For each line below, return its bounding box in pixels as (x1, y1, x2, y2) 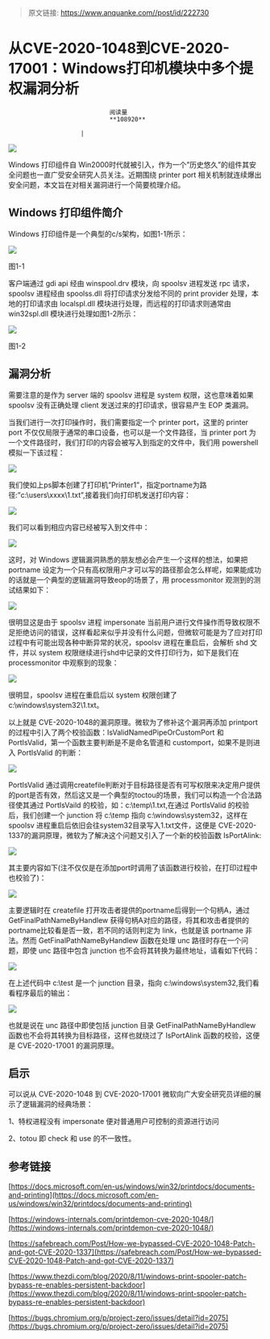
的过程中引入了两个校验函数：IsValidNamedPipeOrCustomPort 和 (8, 727, 224, 737)
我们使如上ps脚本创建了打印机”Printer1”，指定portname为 (8, 480, 200, 490)
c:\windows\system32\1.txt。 (8, 700, 104, 710)
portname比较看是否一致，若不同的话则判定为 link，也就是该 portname (8, 925, 243, 935)
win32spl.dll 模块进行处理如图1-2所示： (8, 309, 139, 318)
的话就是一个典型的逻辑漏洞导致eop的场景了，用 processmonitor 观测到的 (8, 575, 254, 584)
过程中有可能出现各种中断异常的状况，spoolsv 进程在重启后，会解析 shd (8, 638, 248, 647)
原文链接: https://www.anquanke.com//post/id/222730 (27, 8, 210, 17)
